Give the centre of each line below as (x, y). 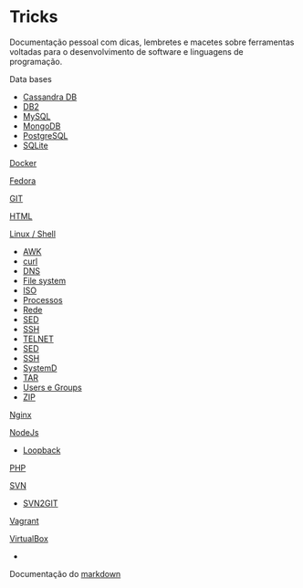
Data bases (31, 79)
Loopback (42, 450)
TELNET (38, 339)
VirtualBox (29, 538)
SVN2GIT (40, 503)
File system (44, 280)
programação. (36, 61)
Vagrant (24, 520)
